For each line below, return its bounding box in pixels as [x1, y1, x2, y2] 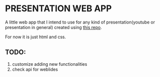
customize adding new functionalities [12, 61, 87, 67]
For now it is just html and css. [5, 34, 66, 40]
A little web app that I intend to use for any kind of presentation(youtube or [5, 19, 155, 25]
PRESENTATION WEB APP [5, 3, 112, 14]
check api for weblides [12, 66, 58, 72]
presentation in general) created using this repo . [5, 24, 102, 30]
